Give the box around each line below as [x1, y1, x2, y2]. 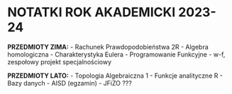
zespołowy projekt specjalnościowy [7, 57, 112, 66]
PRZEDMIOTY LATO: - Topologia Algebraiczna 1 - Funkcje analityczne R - [7, 71, 223, 80]
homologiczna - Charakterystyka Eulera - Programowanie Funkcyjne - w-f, [7, 50, 226, 59]
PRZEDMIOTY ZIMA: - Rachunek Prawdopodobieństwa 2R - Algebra [7, 42, 209, 51]
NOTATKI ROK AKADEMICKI [7, 4, 176, 20]
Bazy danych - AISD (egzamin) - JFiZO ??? [7, 78, 133, 87]
